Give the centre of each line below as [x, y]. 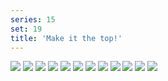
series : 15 [33, 19]
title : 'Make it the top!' [66, 38]
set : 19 [26, 29]
